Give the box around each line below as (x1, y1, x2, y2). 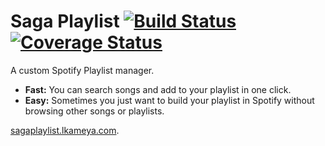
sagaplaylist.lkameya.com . (10, 124, 120, 136)
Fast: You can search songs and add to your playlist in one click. (24, 83, 292, 95)
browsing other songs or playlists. (24, 105, 165, 117)
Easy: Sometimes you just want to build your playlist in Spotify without (24, 94, 315, 106)
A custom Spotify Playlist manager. (10, 64, 155, 76)
